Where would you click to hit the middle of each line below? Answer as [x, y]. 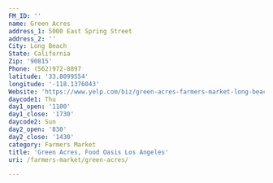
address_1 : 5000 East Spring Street [70, 31]
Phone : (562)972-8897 [45, 69]
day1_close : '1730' [41, 115]
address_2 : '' [32, 39]
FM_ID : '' [25, 16]
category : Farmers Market [52, 144]
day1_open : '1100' [39, 107]
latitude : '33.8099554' [49, 76]
